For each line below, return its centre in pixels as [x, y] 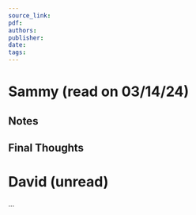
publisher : [26, 38]
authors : [23, 30]
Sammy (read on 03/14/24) [99, 92]
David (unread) [58, 182]
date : [17, 45]
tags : [17, 52]
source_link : [30, 15]
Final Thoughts [46, 148]
